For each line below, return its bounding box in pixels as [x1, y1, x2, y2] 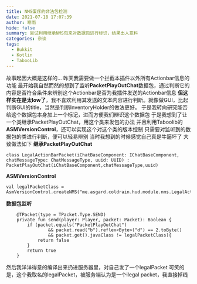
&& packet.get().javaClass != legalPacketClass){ [47, 232, 172, 238]
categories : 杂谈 [6, 36, 47, 42]
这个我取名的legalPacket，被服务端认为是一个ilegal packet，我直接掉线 [16, 271, 188, 278]
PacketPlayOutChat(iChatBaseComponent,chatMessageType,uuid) [6, 162, 159, 168]
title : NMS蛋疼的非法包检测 [6, 8, 67, 15]
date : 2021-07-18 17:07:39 [6, 14, 72, 20]
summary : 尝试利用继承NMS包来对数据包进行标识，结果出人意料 [6, 30, 138, 36]
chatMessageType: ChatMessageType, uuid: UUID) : [6, 157, 130, 163]
